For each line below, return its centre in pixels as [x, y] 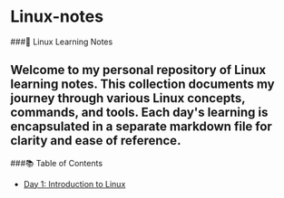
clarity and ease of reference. [96, 141]
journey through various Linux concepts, [128, 98]
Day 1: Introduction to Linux [74, 184]
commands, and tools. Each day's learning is [139, 113]
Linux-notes [57, 17]
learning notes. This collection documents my [142, 85]
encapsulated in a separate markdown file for [142, 127]
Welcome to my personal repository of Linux [138, 70]
